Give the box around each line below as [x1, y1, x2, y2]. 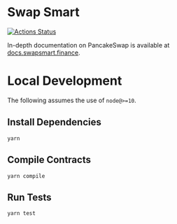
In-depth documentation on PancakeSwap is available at [7, 41, 170, 49]
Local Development [7, 73, 122, 89]
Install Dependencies [7, 116, 101, 128]
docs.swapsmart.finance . [7, 48, 80, 57]
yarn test [7, 210, 36, 217]
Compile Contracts [7, 154, 91, 166]
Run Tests [7, 191, 52, 203]
